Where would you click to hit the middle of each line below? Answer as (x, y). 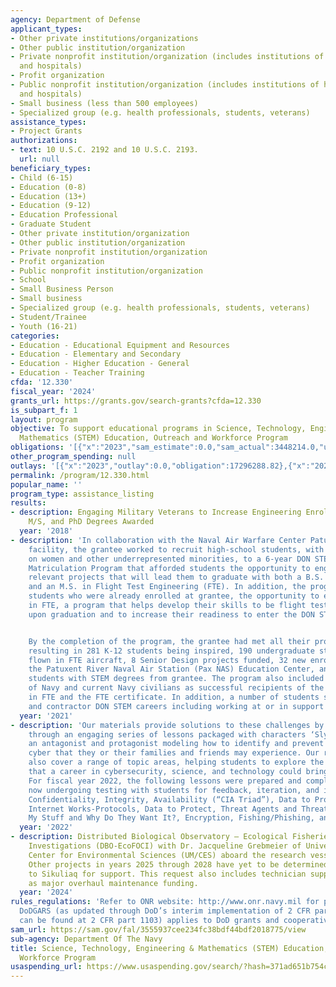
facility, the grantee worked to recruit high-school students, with (176, 549)
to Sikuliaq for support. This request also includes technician (167, 874)
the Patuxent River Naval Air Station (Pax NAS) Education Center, (171, 669)
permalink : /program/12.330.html (80, 475)
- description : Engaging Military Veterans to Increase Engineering (156, 512)
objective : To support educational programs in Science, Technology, (158, 429)
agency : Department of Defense (75, 19)
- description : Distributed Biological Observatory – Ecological (149, 837)
